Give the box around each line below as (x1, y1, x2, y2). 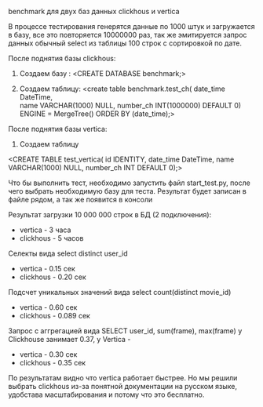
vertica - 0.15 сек (19, 264, 76, 273)
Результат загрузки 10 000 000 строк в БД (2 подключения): (8, 210, 212, 219)
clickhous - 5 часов (19, 234, 84, 242)
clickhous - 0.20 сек (19, 272, 86, 282)
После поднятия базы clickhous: (8, 54, 116, 63)
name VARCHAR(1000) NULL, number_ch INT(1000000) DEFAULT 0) (19, 101, 242, 110)
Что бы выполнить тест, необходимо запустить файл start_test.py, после (8, 178, 251, 187)
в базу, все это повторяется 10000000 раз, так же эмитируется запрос (8, 31, 247, 39)
